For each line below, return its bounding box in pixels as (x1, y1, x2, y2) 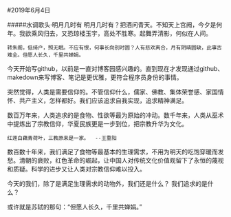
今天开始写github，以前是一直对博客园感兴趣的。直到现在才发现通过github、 (7, 65, 224, 72)
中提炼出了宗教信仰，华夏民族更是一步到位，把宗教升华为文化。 (7, 120, 188, 127)
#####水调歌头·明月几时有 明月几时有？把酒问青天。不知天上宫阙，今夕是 (7, 21, 217, 29)
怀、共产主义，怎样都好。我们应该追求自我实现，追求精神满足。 (7, 96, 188, 105)
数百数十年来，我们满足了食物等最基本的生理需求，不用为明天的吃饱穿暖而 (7, 147, 218, 156)
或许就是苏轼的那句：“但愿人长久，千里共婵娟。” (7, 203, 142, 211)
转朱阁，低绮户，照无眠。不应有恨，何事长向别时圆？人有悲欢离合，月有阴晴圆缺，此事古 (7, 44, 222, 51)
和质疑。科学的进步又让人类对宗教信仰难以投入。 (7, 165, 146, 173)
